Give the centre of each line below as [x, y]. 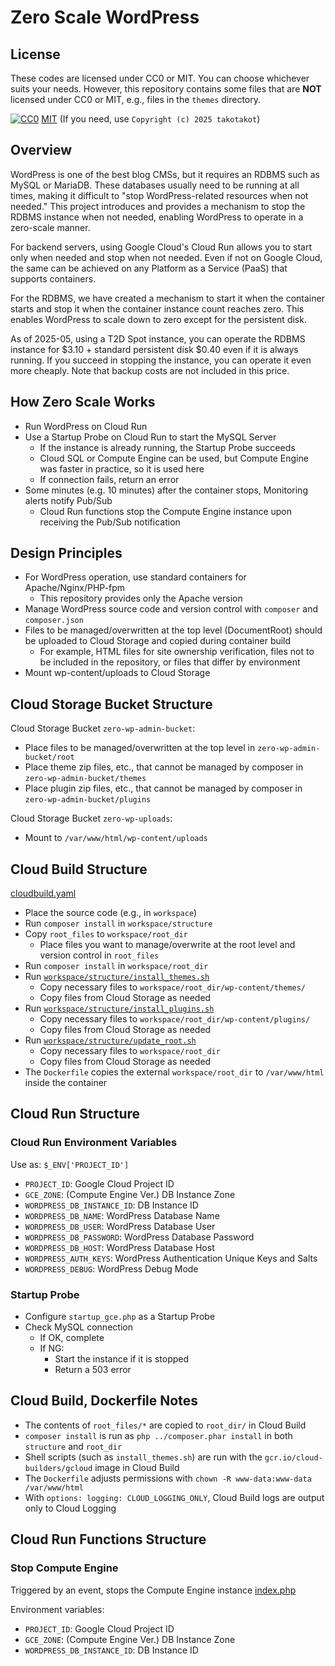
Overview [41, 150]
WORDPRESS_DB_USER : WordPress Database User [120, 1226]
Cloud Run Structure [75, 1114]
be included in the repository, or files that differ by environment [170, 662]
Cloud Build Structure [79, 869]
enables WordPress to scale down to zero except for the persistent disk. [158, 319]
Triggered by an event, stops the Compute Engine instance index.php [153, 1590]
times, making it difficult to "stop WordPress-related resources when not [159, 195]
